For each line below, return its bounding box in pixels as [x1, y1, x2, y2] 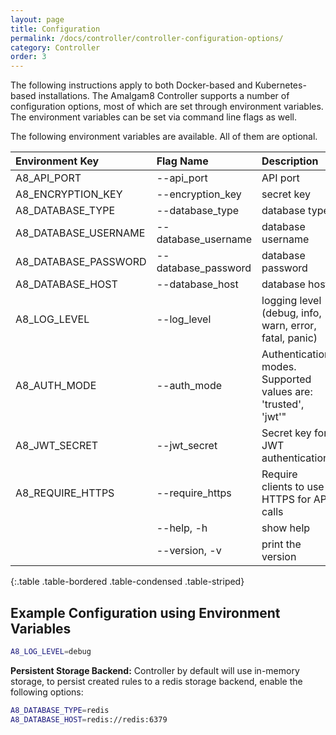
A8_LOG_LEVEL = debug [10, 646, 92, 656]
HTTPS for [261, 492, 312, 506]
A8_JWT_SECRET [15, 439, 99, 453]
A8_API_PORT [15, 171, 82, 185]
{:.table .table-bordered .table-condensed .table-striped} [10, 576, 245, 588]
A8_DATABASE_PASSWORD [15, 255, 147, 269]
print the [261, 537, 302, 551]
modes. [261, 360, 297, 374]
